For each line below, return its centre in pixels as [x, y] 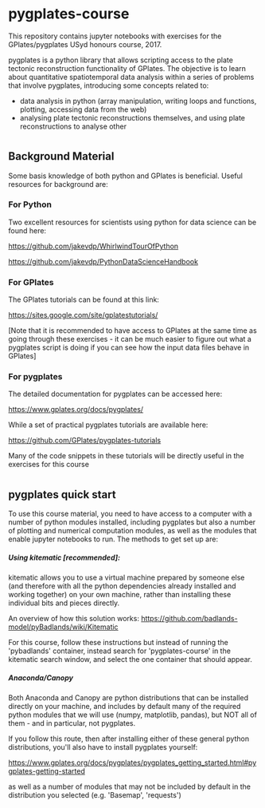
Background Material [61, 156]
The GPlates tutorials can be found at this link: [84, 299]
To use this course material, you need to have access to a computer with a [130, 514]
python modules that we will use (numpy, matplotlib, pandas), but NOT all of [132, 715]
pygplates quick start [62, 495]
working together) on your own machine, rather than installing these [120, 595]
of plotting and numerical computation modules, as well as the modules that [132, 531]
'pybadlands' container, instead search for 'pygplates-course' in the [119, 651]
